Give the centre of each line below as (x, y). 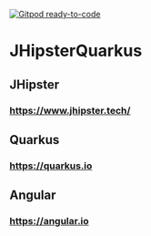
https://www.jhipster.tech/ (70, 110)
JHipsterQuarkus (76, 51)
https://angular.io (49, 221)
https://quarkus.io (51, 166)
